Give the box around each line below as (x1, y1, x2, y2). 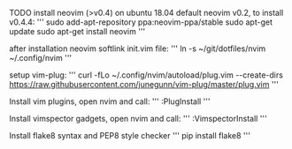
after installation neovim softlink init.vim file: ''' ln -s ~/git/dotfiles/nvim (9, 43, 266, 54)
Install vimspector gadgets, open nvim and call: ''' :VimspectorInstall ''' (9, 114, 267, 123)
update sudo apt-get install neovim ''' (9, 26, 146, 36)
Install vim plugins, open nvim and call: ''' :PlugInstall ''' (9, 96, 211, 107)
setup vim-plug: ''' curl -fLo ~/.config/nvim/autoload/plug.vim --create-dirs (9, 70, 283, 80)
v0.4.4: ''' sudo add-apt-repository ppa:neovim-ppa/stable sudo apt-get (9, 17, 273, 27)
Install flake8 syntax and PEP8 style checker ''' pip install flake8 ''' (9, 130, 250, 140)
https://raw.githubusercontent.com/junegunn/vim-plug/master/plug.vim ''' (9, 79, 279, 89)
